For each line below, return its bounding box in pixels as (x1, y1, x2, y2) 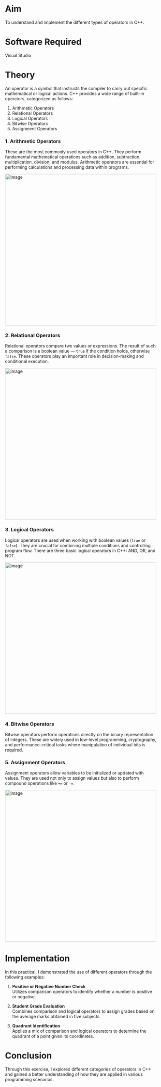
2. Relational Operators (5, 332, 60, 339)
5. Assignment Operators (5, 759, 65, 766)
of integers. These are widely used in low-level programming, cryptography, (5, 737, 157, 742)
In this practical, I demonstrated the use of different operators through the (5, 969, 152, 975)
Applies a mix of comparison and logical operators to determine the (12, 1028, 146, 1034)
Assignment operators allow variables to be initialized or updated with (5, 770, 144, 776)
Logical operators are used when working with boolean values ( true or (5, 537, 146, 543)
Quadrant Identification (12, 1023, 60, 1029)
